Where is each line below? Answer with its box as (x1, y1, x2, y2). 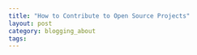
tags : (8, 34, 27, 43)
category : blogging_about (8, 27, 96, 35)
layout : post (8, 19, 53, 27)
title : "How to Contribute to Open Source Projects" (8, 11, 191, 20)
